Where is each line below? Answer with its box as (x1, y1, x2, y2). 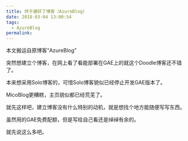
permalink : (6, 30, 33, 36)
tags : (6, 19, 19, 25)
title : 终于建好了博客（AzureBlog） (6, 8, 88, 15)
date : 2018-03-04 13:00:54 (6, 14, 72, 20)
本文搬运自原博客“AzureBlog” (6, 47, 77, 54)
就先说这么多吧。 (6, 129, 47, 136)
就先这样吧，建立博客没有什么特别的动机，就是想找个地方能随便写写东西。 (6, 104, 185, 111)
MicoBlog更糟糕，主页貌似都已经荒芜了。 (6, 91, 106, 98)
